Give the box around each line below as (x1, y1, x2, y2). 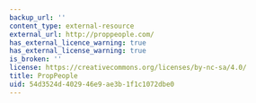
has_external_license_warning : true (9, 47, 146, 56)
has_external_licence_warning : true (9, 38, 146, 47)
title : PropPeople (9, 72, 78, 81)
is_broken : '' (9, 55, 63, 64)
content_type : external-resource (9, 21, 135, 30)
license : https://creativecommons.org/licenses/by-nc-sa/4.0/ (9, 64, 247, 73)
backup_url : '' (9, 13, 66, 22)
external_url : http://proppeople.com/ (9, 30, 154, 39)
